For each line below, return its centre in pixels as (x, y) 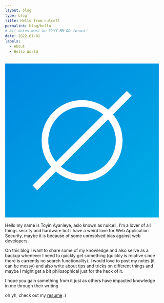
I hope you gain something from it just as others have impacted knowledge (80, 281)
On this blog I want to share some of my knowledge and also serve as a (77, 250)
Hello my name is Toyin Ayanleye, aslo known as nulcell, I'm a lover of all (78, 225)
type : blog (16, 15)
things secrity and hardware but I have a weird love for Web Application (77, 230)
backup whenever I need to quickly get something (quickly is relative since (80, 255)
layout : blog (18, 10)
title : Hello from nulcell (32, 21)
